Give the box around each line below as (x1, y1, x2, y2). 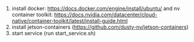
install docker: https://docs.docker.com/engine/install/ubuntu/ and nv (11, 5, 180, 12)
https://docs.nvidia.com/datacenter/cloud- (54, 11, 157, 18)
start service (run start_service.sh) (11, 30, 96, 37)
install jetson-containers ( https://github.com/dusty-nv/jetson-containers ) (11, 23, 189, 30)
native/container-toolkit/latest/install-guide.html (11, 17, 128, 24)
